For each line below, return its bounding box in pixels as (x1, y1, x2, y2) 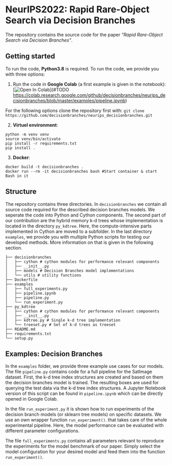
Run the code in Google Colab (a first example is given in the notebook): (12, 81, 166, 87)
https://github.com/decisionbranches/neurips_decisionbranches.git (5, 113, 153, 118)
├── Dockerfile (5, 277, 38, 282)
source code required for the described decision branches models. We (5, 206, 155, 212)
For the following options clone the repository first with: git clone (5, 107, 145, 114)
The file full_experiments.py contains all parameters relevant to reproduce (5, 438, 164, 444)
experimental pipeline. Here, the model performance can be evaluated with (5, 422, 164, 428)
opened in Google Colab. (5, 396, 58, 402)
